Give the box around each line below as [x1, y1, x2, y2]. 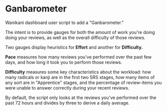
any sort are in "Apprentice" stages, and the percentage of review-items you [5, 79, 162, 85]
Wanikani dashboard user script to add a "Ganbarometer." [5, 19, 124, 25]
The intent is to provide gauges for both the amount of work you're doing [5, 29, 156, 35]
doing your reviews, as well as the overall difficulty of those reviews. [5, 34, 146, 40]
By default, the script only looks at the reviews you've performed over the [5, 94, 157, 100]
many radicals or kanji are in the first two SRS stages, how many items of [5, 74, 155, 80]
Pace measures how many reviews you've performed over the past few [5, 53, 152, 60]
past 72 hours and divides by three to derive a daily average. [5, 99, 130, 105]
